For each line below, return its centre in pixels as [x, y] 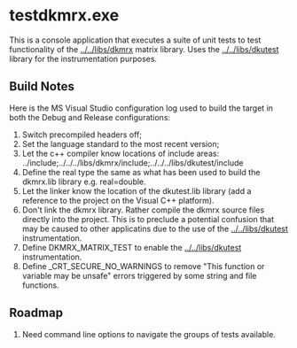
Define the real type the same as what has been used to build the [141, 172]
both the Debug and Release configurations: [90, 117]
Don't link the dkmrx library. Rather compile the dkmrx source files [143, 210]
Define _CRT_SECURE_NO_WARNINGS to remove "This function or [143, 266]
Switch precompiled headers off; [82, 135]
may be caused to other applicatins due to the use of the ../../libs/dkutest [155, 228]
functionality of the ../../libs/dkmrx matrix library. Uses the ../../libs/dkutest [144, 49]
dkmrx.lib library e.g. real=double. [84, 182]
